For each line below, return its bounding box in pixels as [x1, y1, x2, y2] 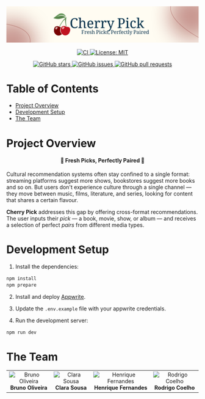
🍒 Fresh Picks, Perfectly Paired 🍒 [60, 157, 145, 164]
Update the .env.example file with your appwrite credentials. [15, 305, 167, 312]
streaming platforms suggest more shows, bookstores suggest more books [6, 177, 195, 184]
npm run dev [6, 329, 37, 335]
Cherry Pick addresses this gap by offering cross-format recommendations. [6, 208, 198, 216]
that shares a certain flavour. [6, 196, 78, 203]
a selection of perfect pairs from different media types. [6, 221, 145, 229]
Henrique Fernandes [94, 384, 148, 392]
